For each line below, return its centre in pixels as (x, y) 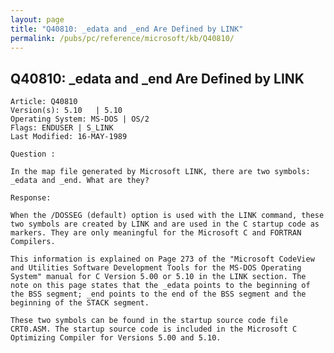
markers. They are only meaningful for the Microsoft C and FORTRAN (156, 233)
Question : (33, 154)
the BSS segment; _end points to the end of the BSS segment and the (158, 294)
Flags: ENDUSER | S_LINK (62, 128)
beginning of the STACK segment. (80, 303)
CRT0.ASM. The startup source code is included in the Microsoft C (154, 329)
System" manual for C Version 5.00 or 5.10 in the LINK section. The (158, 277)
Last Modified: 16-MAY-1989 (69, 137)
